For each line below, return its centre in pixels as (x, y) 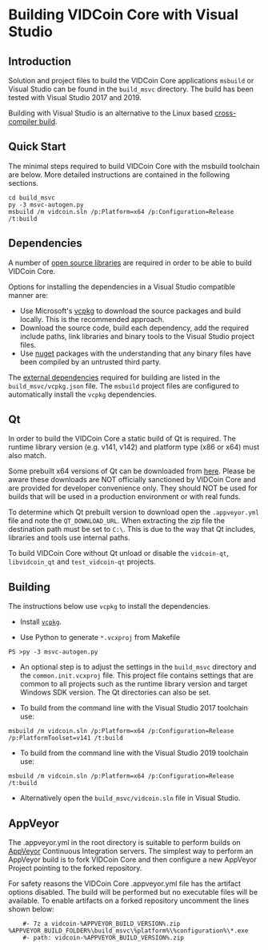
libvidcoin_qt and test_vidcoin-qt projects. (82, 562)
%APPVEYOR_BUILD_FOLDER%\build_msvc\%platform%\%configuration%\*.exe (128, 931)
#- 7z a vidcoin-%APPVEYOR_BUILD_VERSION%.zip (102, 924)
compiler (23, 121)
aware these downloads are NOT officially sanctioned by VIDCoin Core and (132, 480)
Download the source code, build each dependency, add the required (134, 328)
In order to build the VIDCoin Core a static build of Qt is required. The (122, 439)
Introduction (40, 61)
